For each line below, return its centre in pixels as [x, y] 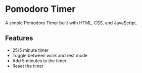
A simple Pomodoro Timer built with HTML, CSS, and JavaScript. [71, 23]
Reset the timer [28, 66]
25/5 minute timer [30, 50]
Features [19, 38]
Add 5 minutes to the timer [39, 61]
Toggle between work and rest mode [50, 55]
